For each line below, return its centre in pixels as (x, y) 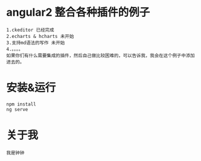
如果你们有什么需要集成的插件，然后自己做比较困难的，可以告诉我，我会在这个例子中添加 (101, 55)
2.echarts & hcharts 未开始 (40, 36)
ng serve (17, 109)
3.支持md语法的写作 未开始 (36, 43)
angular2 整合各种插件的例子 (78, 12)
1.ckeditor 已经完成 (30, 30)
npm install (21, 104)
